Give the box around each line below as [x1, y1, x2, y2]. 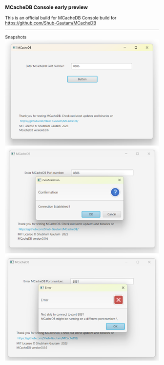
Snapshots [5, 34, 27, 40]
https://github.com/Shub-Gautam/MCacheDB [5, 20, 97, 26]
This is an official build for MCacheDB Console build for [5, 15, 117, 21]
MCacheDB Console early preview [5, 4, 88, 11]
